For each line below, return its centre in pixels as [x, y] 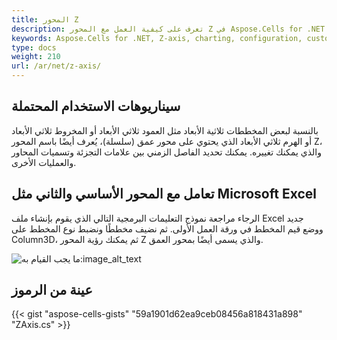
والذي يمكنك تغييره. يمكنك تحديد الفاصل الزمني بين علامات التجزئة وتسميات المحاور [166, 152]
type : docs [34, 47]
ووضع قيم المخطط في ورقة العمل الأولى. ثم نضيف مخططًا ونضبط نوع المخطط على [167, 228]
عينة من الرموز [52, 290]
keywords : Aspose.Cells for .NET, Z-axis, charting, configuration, [157, 38]
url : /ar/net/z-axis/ [56, 66]
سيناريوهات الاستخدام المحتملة [96, 106]
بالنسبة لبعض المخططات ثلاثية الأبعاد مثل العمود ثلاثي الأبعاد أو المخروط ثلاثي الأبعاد [165, 130]
